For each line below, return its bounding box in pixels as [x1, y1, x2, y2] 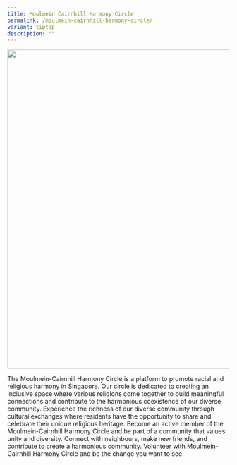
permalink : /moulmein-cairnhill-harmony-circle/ [7, 17, 153, 24]
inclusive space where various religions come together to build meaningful [7, 390, 224, 398]
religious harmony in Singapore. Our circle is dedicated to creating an [7, 382, 209, 391]
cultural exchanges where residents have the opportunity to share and [7, 412, 212, 421]
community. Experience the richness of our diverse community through [7, 404, 215, 413]
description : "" [7, 30, 55, 37]
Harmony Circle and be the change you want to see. [32, 449, 185, 458]
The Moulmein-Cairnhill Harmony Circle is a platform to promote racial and [7, 375, 224, 383]
